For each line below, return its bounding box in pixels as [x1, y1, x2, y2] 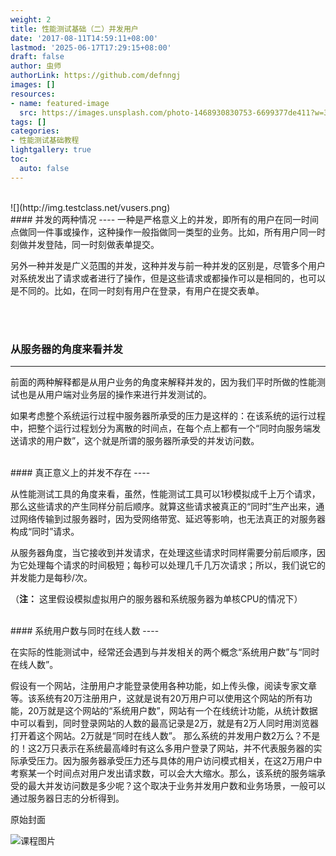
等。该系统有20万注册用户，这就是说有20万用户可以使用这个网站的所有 [10, 692, 304, 704]
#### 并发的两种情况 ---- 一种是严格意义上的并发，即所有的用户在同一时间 [10, 213, 320, 225]
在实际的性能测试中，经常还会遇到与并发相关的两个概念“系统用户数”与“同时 [10, 646, 320, 658]
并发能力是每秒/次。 [10, 571, 93, 583]
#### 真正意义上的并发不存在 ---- [10, 466, 151, 478]
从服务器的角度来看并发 [10, 342, 123, 356]
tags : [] [10, 117, 47, 127]
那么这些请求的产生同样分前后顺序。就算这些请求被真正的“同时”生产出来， [10, 500, 317, 512]
